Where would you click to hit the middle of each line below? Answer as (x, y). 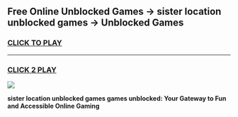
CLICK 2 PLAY (32, 69)
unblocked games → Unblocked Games (96, 23)
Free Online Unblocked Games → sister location (114, 12)
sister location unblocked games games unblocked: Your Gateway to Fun (117, 98)
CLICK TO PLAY (35, 43)
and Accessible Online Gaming (53, 106)
